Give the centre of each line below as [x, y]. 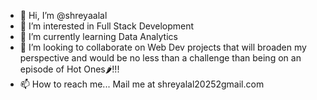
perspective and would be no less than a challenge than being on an [160, 58]
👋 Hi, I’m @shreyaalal [63, 15]
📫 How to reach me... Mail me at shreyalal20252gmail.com [142, 84]
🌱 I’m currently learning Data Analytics [98, 36]
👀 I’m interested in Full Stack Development [107, 26]
